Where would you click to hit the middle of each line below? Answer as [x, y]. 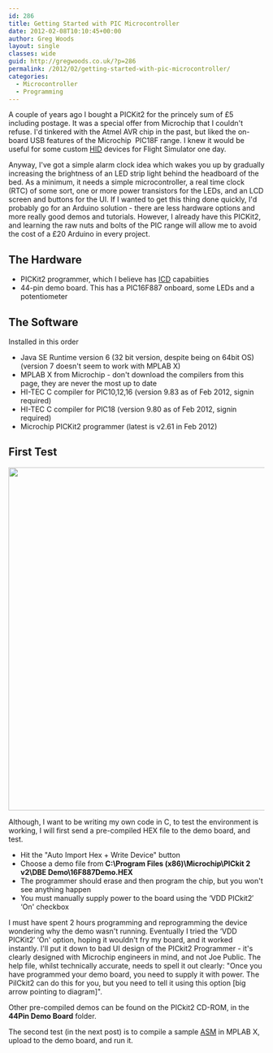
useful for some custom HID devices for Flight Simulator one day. [117, 149]
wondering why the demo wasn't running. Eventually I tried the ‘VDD [123, 931]
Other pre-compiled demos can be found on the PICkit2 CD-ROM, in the [129, 1007]
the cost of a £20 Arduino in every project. [79, 234]
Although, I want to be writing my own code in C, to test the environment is [133, 821]
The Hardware [45, 260]
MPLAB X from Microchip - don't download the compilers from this [132, 374]
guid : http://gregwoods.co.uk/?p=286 [72, 62]
